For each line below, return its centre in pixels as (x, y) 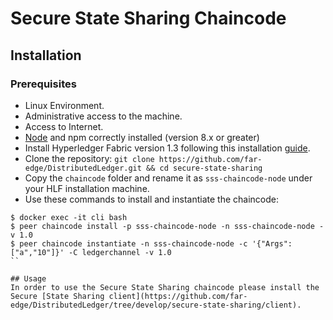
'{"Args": (272, 243)
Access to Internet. (64, 126)
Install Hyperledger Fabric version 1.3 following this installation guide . (167, 148)
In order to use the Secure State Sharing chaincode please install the (165, 287)
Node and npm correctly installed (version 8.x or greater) (142, 137)
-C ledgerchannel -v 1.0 (120, 252)
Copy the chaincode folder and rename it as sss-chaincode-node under (168, 178)
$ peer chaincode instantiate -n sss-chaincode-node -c (129, 243)
